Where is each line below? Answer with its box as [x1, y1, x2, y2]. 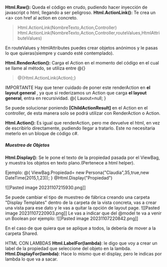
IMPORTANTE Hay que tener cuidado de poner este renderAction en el [5, 84, 151, 90]
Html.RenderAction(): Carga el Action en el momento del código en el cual [5, 60, 160, 65]
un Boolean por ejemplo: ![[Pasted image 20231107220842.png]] [5, 215, 139, 221]
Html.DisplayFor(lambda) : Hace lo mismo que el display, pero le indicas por [5, 250, 162, 256]
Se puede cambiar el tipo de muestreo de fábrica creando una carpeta [5, 194, 150, 200]
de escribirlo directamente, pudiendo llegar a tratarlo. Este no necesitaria [5, 125, 156, 131]
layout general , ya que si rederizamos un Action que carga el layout [5, 90, 147, 95]
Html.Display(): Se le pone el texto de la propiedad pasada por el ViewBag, [5, 154, 161, 160]
